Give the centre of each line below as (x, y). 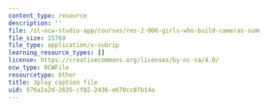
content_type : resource (48, 16)
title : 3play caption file (53, 82)
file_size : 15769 (37, 38)
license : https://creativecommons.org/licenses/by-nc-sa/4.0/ (114, 61)
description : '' (35, 23)
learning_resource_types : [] (57, 53)
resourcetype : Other (43, 75)
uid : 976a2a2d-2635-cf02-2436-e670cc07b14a (82, 90)
